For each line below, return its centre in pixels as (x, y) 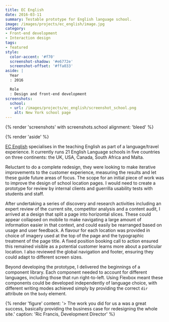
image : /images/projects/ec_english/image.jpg (55, 24)
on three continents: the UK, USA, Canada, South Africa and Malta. (75, 157)
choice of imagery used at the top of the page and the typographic (75, 236)
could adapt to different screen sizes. (44, 257)
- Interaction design (28, 38)
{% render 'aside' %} (27, 137)
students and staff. (25, 194)
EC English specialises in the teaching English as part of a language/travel (82, 146)
